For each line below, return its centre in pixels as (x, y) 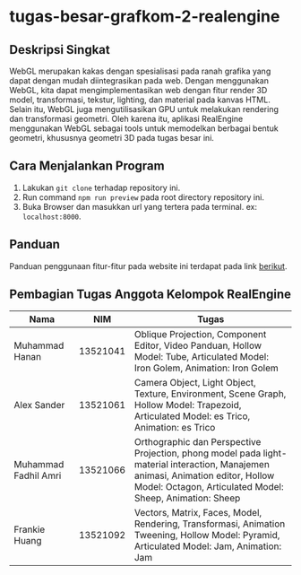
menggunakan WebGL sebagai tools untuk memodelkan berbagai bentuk (144, 128)
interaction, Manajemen (220, 465)
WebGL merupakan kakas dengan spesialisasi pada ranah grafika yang (140, 71)
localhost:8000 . (52, 216)
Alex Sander (39, 405)
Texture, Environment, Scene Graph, (210, 394)
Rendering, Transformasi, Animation (210, 524)
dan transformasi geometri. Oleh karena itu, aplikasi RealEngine (126, 119)
